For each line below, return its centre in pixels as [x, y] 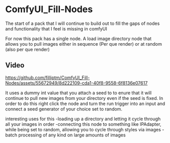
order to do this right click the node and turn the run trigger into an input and [85, 103]
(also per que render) [27, 49]
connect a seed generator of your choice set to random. [64, 109]
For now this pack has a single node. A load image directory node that [78, 39]
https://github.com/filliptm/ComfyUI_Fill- [47, 78]
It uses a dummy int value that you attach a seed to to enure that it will [78, 93]
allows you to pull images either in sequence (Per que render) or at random [84, 44]
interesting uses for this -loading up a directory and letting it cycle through [83, 119]
